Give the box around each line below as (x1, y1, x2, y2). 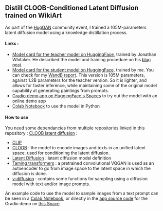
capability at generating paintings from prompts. (12, 88, 109, 94)
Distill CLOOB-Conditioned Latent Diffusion (5, 4, 139, 12)
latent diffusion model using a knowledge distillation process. (5, 29, 128, 35)
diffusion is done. (12, 171, 47, 176)
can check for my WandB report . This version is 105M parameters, (12, 72, 145, 78)
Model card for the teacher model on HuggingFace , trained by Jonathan (12, 52, 157, 57)
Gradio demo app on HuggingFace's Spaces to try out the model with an (12, 93, 158, 99)
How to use (5, 114, 28, 120)
